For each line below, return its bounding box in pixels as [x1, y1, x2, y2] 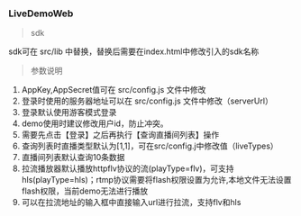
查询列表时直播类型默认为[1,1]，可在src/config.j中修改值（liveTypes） [21, 140, 278, 151]
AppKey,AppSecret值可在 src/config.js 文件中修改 [21, 85, 206, 95]
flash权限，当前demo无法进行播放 [21, 185, 149, 196]
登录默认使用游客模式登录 [21, 107, 117, 118]
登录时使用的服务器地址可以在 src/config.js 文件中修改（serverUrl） [21, 95, 274, 106]
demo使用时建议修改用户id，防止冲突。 [21, 118, 169, 129]
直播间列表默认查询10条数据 [21, 152, 125, 163]
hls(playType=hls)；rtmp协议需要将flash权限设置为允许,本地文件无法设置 [21, 175, 292, 185]
